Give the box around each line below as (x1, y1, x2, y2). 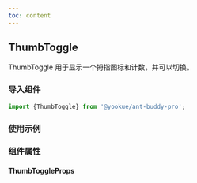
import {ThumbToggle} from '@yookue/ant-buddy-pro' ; (8, 103, 186, 110)
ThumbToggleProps (8, 166, 75, 176)
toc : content (8, 11, 51, 20)
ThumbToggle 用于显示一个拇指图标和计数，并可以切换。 (8, 62, 194, 72)
